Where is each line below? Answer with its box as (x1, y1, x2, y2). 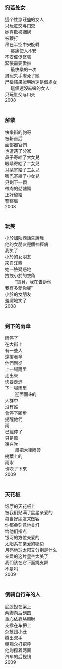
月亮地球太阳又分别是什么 (5, 547, 57, 553)
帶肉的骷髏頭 (5, 185, 31, 191)
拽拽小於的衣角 (5, 272, 35, 278)
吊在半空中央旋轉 (5, 41, 40, 48)
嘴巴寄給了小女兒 (5, 173, 40, 179)
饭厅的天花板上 (5, 503, 35, 509)
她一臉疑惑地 (5, 266, 31, 272)
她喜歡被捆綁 (5, 29, 31, 35)
